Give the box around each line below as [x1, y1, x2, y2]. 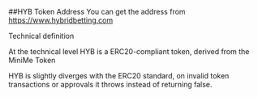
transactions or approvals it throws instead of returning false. [8, 80, 213, 89]
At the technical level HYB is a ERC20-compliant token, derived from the [8, 47, 250, 56]
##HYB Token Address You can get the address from [8, 7, 186, 16]
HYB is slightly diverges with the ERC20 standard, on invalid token [8, 71, 230, 80]
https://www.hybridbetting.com [8, 15, 114, 25]
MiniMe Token [8, 56, 56, 65]
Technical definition [8, 32, 75, 40]
